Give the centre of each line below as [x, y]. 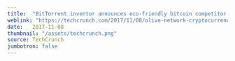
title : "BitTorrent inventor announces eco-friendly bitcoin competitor [117, 14]
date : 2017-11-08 [36, 27]
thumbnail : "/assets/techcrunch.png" [62, 33]
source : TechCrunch [36, 40]
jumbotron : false [33, 46]
